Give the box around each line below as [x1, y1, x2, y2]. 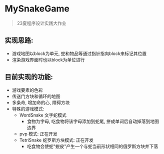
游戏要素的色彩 [11, 87, 43, 93]
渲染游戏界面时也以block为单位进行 [11, 56, 85, 62]
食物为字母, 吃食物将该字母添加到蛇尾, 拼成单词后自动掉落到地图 [26, 118, 159, 124]
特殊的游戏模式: [11, 105, 44, 111]
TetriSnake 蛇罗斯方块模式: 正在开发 [19, 137, 93, 143]
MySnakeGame [4, 3, 70, 14]
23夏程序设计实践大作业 [16, 20, 66, 26]
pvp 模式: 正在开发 [19, 130, 58, 136]
